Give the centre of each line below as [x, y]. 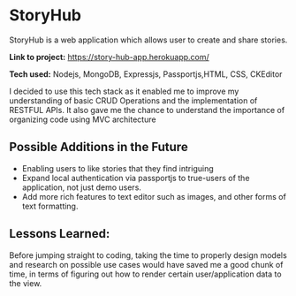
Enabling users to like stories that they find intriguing [118, 168]
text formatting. [50, 206]
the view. [26, 283]
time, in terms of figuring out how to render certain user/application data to [145, 274]
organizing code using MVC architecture [83, 119]
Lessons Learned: [60, 234]
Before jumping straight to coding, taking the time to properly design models [148, 255]
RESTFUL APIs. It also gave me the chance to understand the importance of [147, 110]
